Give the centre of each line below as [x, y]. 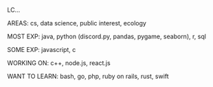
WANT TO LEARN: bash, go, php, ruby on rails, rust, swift [88, 76]
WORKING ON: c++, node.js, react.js [59, 63]
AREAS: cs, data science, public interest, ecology [77, 23]
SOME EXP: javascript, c [42, 50]
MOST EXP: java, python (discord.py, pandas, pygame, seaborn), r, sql [106, 36]
